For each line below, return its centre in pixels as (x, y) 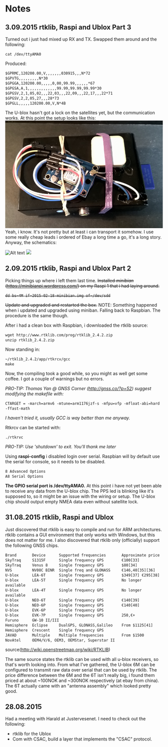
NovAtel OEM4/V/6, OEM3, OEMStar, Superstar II (60, 640)
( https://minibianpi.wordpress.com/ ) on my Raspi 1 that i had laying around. (82, 286)
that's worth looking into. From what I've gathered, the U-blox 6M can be (80, 664)
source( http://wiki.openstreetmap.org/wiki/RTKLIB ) (58, 649)
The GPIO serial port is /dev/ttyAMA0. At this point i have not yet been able (83, 485)
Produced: (16, 64)
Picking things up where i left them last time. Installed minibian (69, 280)
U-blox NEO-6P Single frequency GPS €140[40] (72, 605)
